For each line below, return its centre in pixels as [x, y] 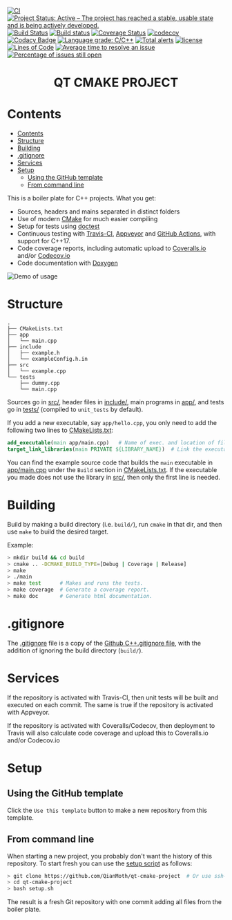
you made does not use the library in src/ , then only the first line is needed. [114, 477]
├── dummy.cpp [40, 384]
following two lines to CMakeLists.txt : [60, 430]
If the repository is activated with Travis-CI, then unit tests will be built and [113, 697]
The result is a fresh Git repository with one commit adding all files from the [115, 902]
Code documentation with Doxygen [68, 263]
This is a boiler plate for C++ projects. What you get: [82, 198]
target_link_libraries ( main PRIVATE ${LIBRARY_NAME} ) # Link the [105, 449]
